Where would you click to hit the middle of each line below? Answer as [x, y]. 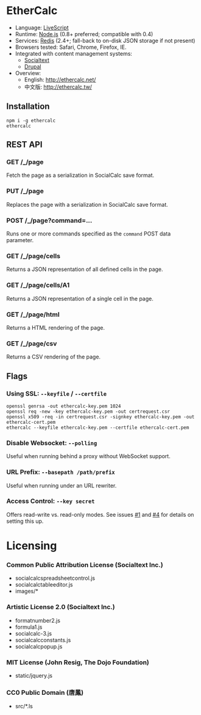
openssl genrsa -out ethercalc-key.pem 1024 [64, 406]
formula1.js [29, 627]
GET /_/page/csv [32, 343]
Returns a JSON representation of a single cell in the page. [80, 298]
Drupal [33, 66]
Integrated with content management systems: [74, 53]
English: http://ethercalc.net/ [60, 80]
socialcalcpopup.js [39, 646]
